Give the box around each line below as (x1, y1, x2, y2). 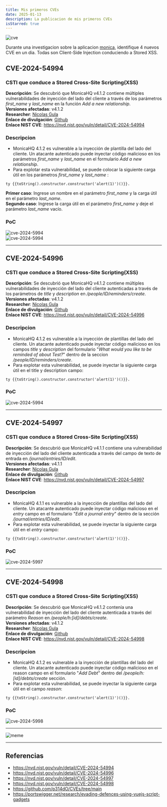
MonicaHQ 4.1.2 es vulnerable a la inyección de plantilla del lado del (12, 146, 152, 151)
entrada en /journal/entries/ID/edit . (5, 455, 77, 461)
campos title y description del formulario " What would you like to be (12, 346, 152, 352)
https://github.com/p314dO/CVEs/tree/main (12, 786, 102, 792)
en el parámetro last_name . (5, 196, 62, 202)
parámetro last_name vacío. (5, 206, 63, 212)
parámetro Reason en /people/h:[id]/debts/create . (5, 614, 108, 621)
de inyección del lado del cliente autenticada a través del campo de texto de (5, 450, 162, 456)
